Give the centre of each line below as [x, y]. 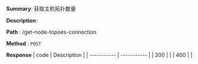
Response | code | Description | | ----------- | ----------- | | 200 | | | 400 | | [99, 55]
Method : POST [24, 44]
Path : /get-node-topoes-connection [51, 32]
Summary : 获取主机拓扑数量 [41, 9]
